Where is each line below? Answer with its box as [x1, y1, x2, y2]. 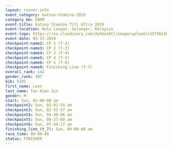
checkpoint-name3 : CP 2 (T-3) [5, 46, 70, 51]
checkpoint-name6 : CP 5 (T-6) [5, 60, 70, 65]
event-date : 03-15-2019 [5, 36, 56, 41]
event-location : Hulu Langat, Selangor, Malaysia [5, 27, 114, 32]
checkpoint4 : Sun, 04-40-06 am [5, 112, 72, 118]
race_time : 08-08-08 [5, 131, 50, 136]
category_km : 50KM [5, 17, 45, 22]
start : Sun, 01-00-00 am [5, 98, 58, 103]
